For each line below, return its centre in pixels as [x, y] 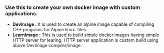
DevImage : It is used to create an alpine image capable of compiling [83, 24]
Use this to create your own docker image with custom [73, 7]
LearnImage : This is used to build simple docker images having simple [86, 35]
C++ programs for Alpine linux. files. [50, 30]
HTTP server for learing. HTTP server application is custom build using [85, 40]
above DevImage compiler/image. [47, 46]
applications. [21, 13]
